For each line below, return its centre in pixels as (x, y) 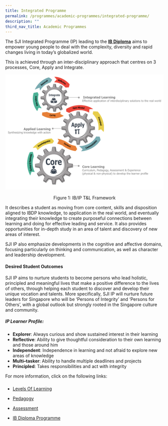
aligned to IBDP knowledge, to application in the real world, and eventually (82, 213)
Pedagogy (23, 398)
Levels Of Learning (32, 389)
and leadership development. (35, 255)
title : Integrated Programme (36, 11)
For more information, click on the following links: (56, 376)
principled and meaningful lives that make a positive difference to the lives (82, 283)
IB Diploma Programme (36, 418)
